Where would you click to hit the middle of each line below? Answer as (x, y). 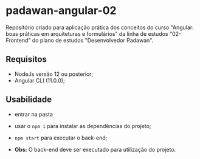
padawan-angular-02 (61, 11)
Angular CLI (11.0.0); (40, 80)
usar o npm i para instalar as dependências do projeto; (83, 126)
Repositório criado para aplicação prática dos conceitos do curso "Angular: (100, 27)
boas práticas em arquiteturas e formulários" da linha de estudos (87, 33)
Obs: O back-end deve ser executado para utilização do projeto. (95, 149)
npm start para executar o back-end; (61, 138)
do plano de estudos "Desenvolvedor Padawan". (93, 40)
